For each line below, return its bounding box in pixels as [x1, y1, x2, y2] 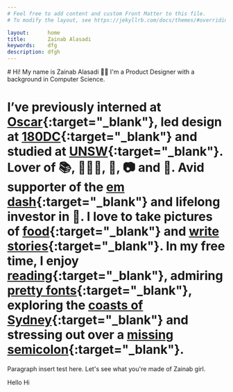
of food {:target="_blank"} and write [7, 224, 220, 240]
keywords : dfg [7, 42, 58, 49]
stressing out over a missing [7, 327, 174, 343]
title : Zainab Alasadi [7, 35, 92, 42]
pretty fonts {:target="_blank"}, [7, 283, 192, 299]
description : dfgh [7, 49, 60, 56]
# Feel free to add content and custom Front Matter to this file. [7, 10, 207, 17]
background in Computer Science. [7, 75, 105, 83]
